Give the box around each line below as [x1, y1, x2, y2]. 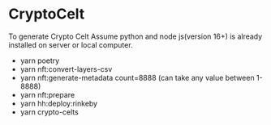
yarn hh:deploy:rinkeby [19, 98, 98, 108]
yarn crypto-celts [19, 106, 79, 117]
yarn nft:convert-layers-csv [19, 64, 113, 73]
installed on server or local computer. [8, 40, 133, 49]
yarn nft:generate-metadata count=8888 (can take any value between [19, 73, 255, 82]
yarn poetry [19, 56, 60, 65]
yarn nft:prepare [19, 90, 75, 99]
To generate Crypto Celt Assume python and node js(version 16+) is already [8, 31, 263, 41]
